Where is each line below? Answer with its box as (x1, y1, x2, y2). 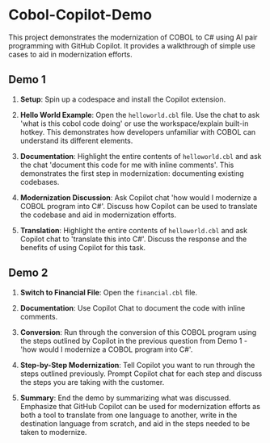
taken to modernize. (19, 427, 87, 437)
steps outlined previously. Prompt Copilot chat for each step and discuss (19, 369, 263, 378)
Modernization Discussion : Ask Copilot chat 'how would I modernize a (19, 192, 257, 203)
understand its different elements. (19, 136, 133, 145)
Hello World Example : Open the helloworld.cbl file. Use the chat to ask (19, 110, 260, 119)
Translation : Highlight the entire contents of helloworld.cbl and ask (19, 225, 248, 235)
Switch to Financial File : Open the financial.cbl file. (19, 287, 198, 297)
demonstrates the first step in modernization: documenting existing (19, 168, 244, 178)
